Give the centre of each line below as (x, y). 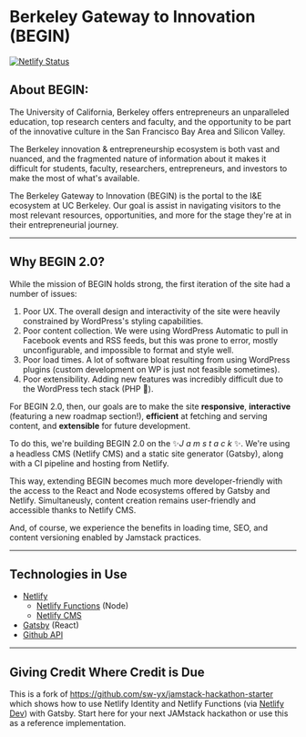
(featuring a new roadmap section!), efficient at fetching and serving (138, 415)
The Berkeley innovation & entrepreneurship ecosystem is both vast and (145, 148)
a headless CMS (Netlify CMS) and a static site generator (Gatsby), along (147, 454)
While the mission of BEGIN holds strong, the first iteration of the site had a (150, 283)
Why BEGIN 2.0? (57, 262)
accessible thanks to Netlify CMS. (73, 510)
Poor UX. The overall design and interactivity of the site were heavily (151, 311)
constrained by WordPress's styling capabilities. (113, 321)
